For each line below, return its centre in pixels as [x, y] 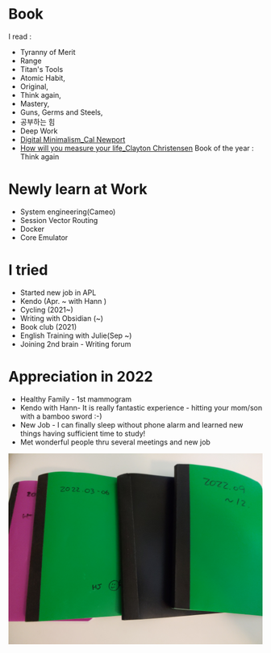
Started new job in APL [58, 293]
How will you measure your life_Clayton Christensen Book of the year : [137, 148]
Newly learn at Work [78, 190]
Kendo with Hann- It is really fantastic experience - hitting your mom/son [141, 407]
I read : [20, 36]
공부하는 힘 [38, 121]
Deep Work [39, 131]
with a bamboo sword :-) [61, 416]
